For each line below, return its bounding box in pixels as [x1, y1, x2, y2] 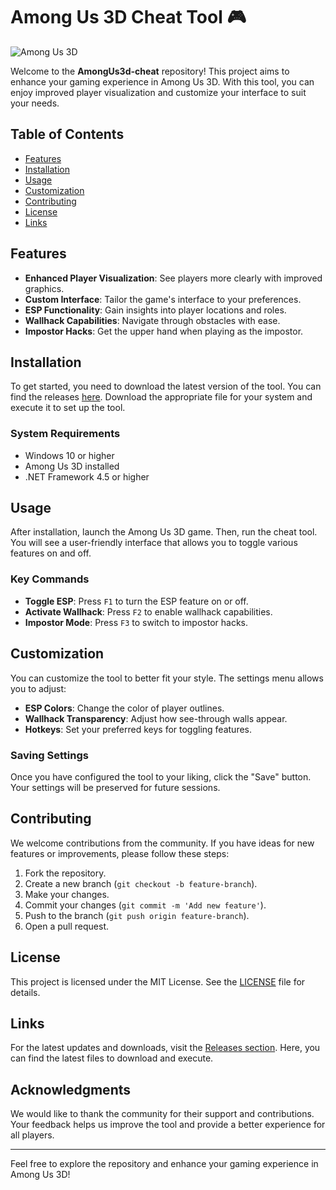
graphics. [24, 282, 65, 294]
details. [10, 986, 41, 998]
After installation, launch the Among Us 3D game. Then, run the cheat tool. [10, 526, 318, 538]
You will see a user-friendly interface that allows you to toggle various [10, 537, 298, 549]
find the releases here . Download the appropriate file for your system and [10, 391, 313, 403]
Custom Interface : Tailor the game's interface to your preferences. [24, 293, 302, 305]
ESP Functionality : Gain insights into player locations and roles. [24, 304, 287, 316]
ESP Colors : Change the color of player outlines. [24, 702, 225, 714]
